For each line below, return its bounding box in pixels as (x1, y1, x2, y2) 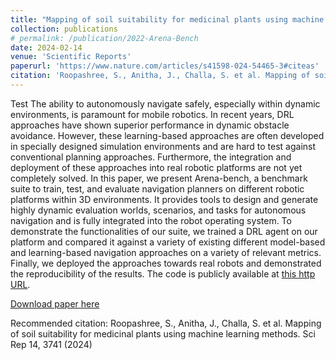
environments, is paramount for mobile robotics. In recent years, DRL (10, 108, 295, 120)
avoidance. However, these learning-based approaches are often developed (10, 129, 325, 141)
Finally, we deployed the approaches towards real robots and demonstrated (10, 257, 322, 269)
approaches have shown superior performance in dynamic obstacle (10, 119, 290, 131)
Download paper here (10, 297, 100, 310)
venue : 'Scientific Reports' (10, 52, 132, 62)
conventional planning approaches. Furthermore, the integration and (10, 151, 292, 163)
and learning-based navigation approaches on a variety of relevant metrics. (10, 246, 322, 258)
